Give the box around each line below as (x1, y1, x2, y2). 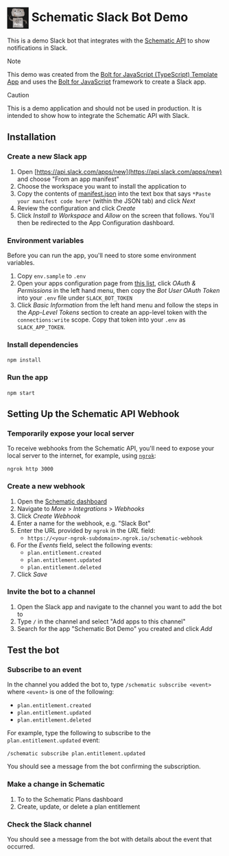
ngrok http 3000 (7, 466, 53, 473)
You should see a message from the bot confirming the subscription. (7, 762, 201, 771)
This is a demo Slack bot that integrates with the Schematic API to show (7, 36, 210, 45)
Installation (7, 131, 56, 143)
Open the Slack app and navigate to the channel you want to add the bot (16, 602, 222, 610)
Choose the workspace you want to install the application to (16, 182, 186, 190)
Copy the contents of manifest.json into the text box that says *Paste (16, 189, 211, 198)
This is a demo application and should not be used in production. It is (7, 104, 202, 112)
